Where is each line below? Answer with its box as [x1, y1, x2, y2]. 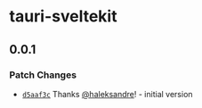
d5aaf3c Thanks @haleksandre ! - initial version [21, 88, 193, 99]
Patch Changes [9, 69, 77, 81]
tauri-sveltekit [9, 6, 117, 27]
